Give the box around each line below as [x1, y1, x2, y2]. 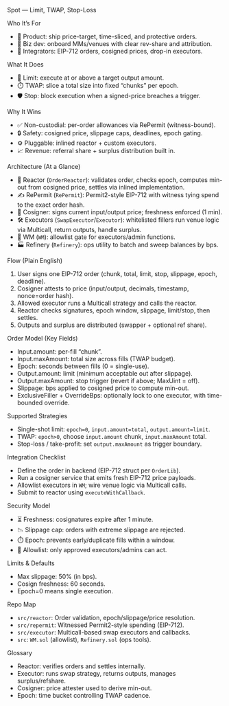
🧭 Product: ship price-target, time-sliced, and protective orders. [16, 32, 197, 41]
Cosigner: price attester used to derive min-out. [16, 684, 152, 692]
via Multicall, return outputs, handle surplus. [16, 226, 142, 234]
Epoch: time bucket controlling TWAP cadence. [16, 692, 151, 699]
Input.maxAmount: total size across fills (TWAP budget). [16, 355, 176, 363]
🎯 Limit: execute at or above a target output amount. [16, 73, 165, 82]
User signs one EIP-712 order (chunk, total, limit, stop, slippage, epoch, [16, 270, 218, 277]
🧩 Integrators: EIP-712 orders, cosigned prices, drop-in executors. [16, 47, 203, 55]
